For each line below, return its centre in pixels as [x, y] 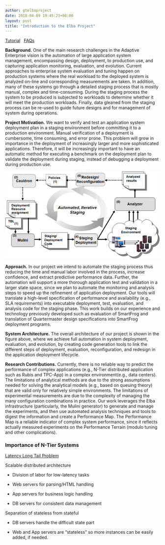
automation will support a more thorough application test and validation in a [82, 282]
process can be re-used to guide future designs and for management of [78, 108]
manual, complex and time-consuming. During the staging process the [76, 92]
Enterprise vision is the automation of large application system [68, 55]
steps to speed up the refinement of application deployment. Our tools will [80, 293]
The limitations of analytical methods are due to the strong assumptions [78, 380]
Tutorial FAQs [20, 41]
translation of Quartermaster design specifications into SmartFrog [72, 319]
